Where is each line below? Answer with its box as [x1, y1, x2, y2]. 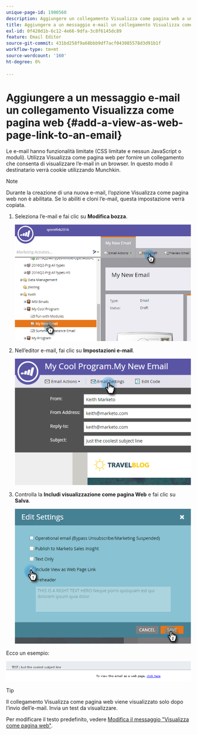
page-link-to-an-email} [6, 128, 123, 142]
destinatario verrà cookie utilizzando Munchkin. [6, 166, 121, 173]
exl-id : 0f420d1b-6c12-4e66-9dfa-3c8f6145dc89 [6, 28, 122, 34]
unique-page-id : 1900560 [6, 9, 67, 15]
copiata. [6, 202, 26, 209]
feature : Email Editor [6, 34, 62, 40]
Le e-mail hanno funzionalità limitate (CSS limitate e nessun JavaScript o [6, 148, 182, 155]
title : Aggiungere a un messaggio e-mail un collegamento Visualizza [6, 22, 180, 28]
